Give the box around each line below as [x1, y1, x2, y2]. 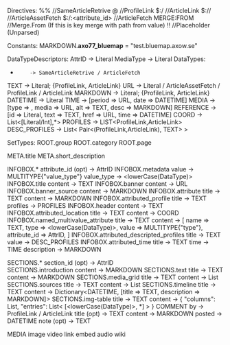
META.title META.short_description [7, 152, 105, 160]
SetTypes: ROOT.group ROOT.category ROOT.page [7, 139, 152, 147]
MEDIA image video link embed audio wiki [7, 330, 126, 338]
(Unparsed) [7, 28, 40, 36]
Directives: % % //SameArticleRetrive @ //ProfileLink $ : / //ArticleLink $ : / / [7, 7, 211, 14]
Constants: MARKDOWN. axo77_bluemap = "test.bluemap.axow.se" [7, 42, 198, 49]
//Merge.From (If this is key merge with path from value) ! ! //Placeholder [7, 21, 211, 29]
